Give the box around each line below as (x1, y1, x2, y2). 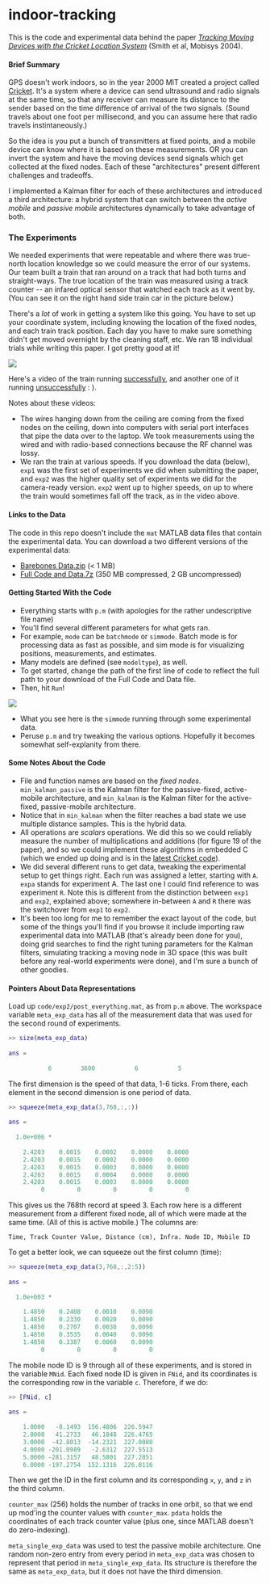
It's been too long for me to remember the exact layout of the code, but (19, 913, 256, 923)
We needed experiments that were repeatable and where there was (8, 251, 232, 260)
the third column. (8, 1484, 65, 1493)
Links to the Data (8, 510, 66, 520)
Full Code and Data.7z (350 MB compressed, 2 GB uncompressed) (19, 569, 242, 579)
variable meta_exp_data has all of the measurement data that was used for (8, 1010, 252, 1020)
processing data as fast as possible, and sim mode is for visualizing (19, 640, 244, 650)
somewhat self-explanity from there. (19, 739, 141, 749)
